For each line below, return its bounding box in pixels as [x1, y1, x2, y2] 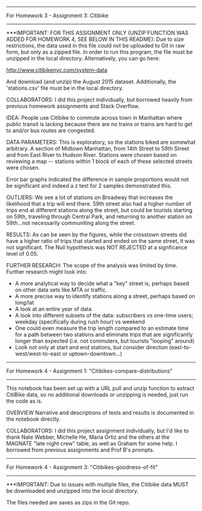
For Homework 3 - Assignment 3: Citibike [6, 12, 109, 19]
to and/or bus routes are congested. [6, 127, 96, 134]
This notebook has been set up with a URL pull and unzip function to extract [6, 385, 194, 391]
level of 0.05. [6, 250, 38, 257]
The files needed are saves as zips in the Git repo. [6, 499, 130, 506]
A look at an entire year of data [14, 305, 92, 313]
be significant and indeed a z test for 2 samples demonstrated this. [6, 182, 173, 189]
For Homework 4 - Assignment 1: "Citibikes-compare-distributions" [6, 367, 173, 375]
